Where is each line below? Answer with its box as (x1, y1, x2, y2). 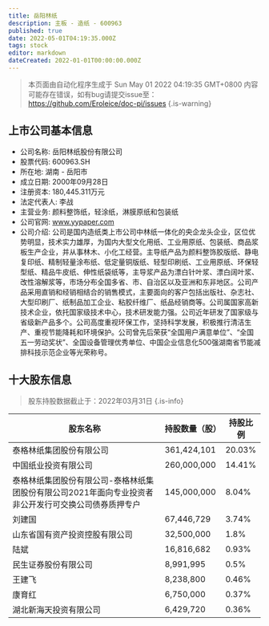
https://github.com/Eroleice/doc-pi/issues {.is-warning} (27, 98, 212, 108)
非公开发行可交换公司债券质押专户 (12, 498, 142, 510)
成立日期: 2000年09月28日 (19, 177, 109, 186)
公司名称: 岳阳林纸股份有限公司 (19, 146, 122, 156)
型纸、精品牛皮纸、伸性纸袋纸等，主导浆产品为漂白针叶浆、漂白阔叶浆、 (19, 266, 259, 277)
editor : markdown (8, 49, 66, 57)
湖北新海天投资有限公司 (12, 604, 102, 615)
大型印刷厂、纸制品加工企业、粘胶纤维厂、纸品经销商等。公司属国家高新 (19, 297, 259, 307)
